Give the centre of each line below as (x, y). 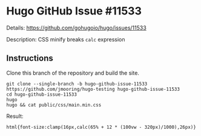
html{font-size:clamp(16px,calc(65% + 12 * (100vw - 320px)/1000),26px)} (101, 127)
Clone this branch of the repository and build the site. (73, 73)
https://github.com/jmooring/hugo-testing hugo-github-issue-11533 (93, 89)
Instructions (30, 58)
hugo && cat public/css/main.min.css (54, 105)
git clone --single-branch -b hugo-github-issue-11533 (77, 84)
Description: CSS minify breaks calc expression (66, 39)
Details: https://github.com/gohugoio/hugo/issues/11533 (76, 28)
